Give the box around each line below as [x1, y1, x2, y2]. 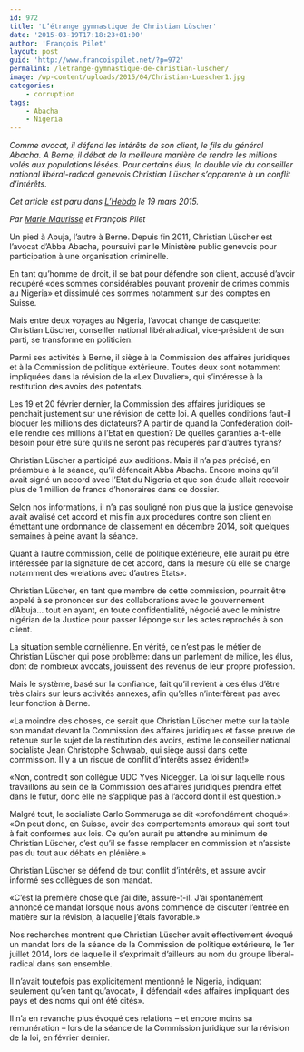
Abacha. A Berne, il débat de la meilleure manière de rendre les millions [9, 149, 278, 160]
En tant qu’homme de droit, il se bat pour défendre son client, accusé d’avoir [9, 268, 296, 279]
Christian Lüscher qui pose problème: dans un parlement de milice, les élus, [9, 652, 293, 663]
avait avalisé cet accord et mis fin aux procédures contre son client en [9, 511, 272, 522]
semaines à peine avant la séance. [9, 531, 139, 541]
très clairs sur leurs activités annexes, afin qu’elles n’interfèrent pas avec [9, 688, 281, 699]
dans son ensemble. [36, 958, 113, 969]
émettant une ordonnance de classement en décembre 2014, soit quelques [9, 521, 290, 532]
